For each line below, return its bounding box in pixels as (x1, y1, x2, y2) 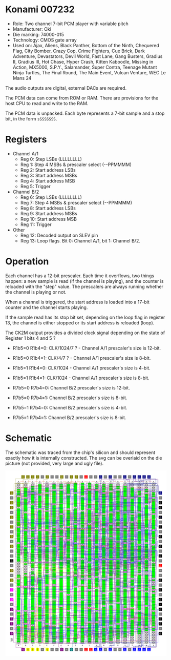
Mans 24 (12, 75, 32, 81)
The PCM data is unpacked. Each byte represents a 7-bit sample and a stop (5, 110, 165, 116)
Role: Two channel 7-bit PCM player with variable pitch (12, 20, 129, 27)
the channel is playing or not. (5, 288, 67, 295)
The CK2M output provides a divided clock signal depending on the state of (5, 329, 165, 336)
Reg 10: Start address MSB (20, 216, 77, 222)
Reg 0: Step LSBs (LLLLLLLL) (20, 156, 82, 162)
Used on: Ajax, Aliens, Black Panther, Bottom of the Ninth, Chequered (12, 42, 160, 48)
